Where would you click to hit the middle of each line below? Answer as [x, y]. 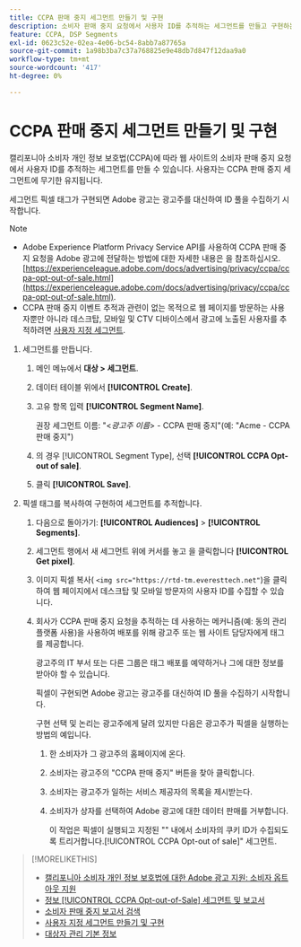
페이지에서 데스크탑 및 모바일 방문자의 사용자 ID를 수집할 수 [165, 591]
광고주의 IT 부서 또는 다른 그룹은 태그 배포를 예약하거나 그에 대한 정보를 [160, 662]
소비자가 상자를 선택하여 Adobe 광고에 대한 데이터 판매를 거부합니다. [169, 811]
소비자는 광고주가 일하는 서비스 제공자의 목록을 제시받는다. [150, 792]
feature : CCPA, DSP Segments [64, 34]
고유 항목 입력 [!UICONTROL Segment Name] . [120, 406]
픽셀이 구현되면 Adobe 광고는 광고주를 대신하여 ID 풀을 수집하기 [147, 693]
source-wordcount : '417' [56, 68]
